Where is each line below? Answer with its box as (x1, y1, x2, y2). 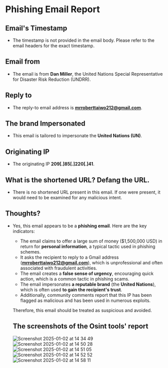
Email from (5, 57, 40, 66)
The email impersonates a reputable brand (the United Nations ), (20, 281, 156, 287)
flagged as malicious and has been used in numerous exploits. (20, 297, 151, 303)
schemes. (20, 249, 41, 255)
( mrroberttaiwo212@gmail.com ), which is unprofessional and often (20, 259, 163, 265)
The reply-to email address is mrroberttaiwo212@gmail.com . (12, 104, 143, 110)
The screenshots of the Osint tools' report (12, 322, 149, 331)
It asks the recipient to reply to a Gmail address (20, 254, 119, 260)
